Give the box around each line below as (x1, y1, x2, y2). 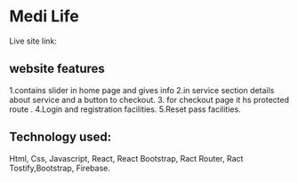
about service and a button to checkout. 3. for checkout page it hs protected (9, 94, 289, 105)
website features (9, 61, 105, 76)
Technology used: (9, 130, 112, 145)
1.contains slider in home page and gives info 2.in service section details (9, 84, 275, 95)
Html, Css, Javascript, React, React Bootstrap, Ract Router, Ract (9, 153, 244, 163)
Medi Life (9, 6, 80, 27)
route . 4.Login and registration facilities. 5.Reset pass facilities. (9, 104, 242, 115)
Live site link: (9, 36, 58, 46)
